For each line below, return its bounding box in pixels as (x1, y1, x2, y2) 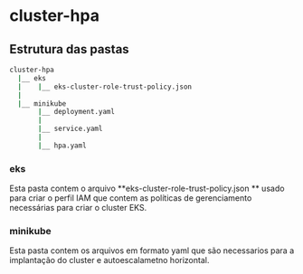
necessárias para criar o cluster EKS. (9, 203, 147, 213)
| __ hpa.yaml (37, 141, 88, 150)
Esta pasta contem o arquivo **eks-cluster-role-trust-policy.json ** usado (9, 183, 285, 194)
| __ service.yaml (37, 124, 103, 134)
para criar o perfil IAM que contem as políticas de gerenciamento (9, 193, 252, 203)
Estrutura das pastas (9, 42, 129, 57)
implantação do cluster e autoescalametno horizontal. (9, 255, 210, 266)
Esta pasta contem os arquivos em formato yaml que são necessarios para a (9, 245, 295, 256)
